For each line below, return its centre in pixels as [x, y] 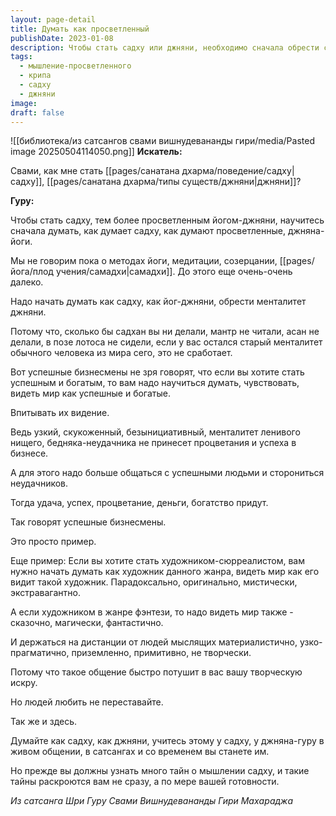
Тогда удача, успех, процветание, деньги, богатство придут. [139, 503]
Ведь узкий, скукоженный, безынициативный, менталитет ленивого [155, 432]
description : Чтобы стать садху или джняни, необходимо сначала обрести [165, 47]
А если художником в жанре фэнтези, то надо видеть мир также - [152, 612]
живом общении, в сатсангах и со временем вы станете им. [140, 752]
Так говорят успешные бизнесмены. [88, 522]
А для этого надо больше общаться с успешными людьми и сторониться [167, 473]
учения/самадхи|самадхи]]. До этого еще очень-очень [174, 272]
